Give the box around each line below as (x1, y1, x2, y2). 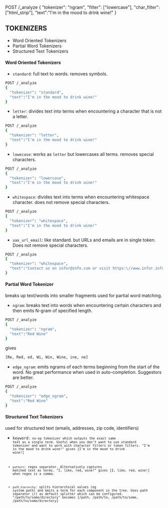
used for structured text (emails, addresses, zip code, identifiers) (5, 425, 139, 431)
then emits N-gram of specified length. (12, 308, 93, 314)
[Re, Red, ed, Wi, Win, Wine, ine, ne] (5, 355, 88, 360)
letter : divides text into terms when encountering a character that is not (12, 108, 162, 115)
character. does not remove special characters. (12, 199, 110, 206)
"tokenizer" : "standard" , (9, 90, 64, 95)
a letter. (12, 114, 28, 120)
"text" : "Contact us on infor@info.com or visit (9, 266, 111, 271)
